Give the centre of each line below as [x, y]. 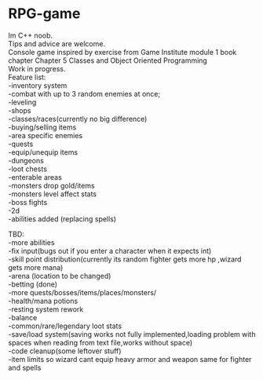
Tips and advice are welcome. [57, 43]
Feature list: [27, 77]
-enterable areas [35, 177]
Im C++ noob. [31, 35]
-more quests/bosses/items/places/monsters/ [82, 292]
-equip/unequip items [43, 152]
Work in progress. [37, 68]
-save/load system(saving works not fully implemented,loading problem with [132, 334]
